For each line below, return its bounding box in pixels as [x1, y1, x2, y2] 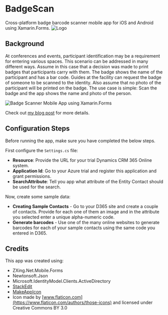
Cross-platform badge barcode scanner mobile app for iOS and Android [5, 20, 154, 26]
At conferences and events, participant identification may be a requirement [5, 53, 160, 59]
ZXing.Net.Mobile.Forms [12, 267, 63, 274]
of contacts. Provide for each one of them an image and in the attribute [12, 208, 159, 215]
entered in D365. [12, 230, 48, 236]
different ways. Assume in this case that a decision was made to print [5, 63, 149, 69]
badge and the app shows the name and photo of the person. [5, 90, 132, 96]
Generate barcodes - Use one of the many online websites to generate [12, 219, 159, 225]
